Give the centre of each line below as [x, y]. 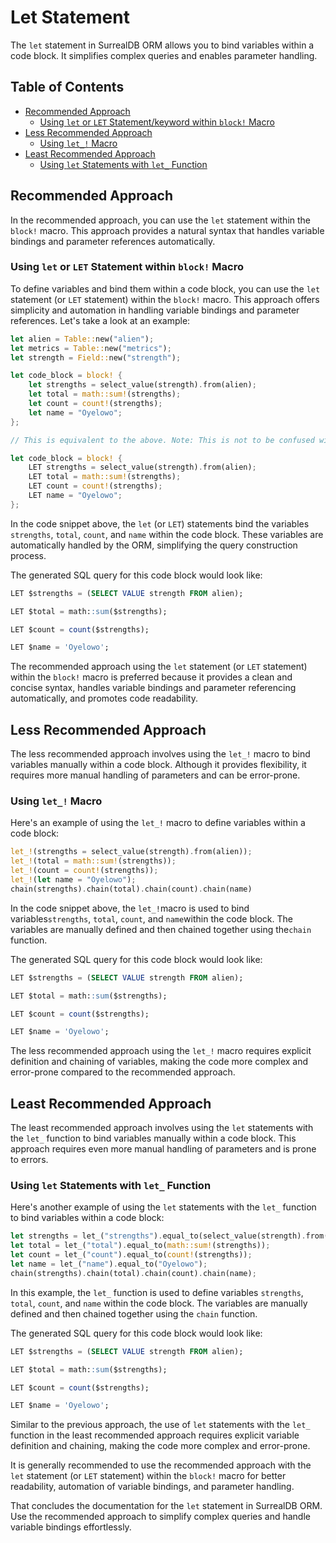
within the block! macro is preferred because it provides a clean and [151, 677]
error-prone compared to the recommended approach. [123, 1072]
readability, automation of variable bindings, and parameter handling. [152, 1487]
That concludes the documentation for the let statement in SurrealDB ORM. [166, 1506]
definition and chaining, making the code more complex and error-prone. [160, 1446]
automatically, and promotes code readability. [104, 698]
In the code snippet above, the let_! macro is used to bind [130, 908]
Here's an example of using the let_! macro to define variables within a [158, 823]
